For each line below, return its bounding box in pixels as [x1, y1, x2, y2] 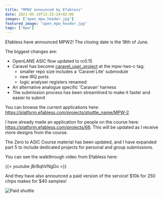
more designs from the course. [5, 130, 68, 135]
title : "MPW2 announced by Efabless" [5, 7, 83, 12]
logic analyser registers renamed [19, 79, 87, 85]
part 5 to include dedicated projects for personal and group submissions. [5, 144, 154, 150]
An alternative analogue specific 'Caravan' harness [12, 84, 117, 90]
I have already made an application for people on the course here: [5, 119, 139, 125]
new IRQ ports [19, 74, 49, 80]
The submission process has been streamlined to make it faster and [12, 90, 151, 96]
